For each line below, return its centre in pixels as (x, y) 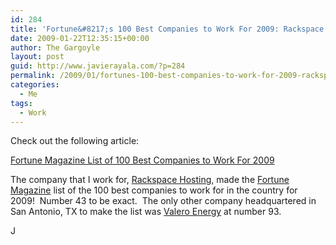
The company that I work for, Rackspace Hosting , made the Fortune (150, 180)
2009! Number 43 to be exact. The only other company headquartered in (163, 201)
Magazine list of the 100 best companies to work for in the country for (154, 190)
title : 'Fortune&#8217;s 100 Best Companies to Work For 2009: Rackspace (167, 29)
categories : (35, 85)
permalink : (33, 76)
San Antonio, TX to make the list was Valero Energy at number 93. (146, 212)
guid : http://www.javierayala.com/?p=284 (98, 66)
